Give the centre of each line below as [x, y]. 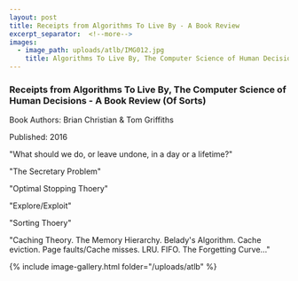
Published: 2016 [39, 137]
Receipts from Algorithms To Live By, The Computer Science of [148, 90]
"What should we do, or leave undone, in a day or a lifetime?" [121, 154]
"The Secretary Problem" [55, 172]
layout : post [33, 17]
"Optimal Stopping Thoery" [59, 189]
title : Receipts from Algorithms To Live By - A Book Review [125, 26]
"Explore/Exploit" [41, 206]
